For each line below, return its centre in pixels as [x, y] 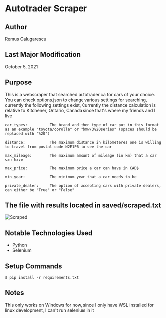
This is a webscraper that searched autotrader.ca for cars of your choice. [80, 94]
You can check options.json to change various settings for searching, [76, 100]
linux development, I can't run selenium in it [50, 310]
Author [16, 27]
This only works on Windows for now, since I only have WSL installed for [80, 305]
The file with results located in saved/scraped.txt [83, 206]
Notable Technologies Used [49, 233]
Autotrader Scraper [46, 9]
